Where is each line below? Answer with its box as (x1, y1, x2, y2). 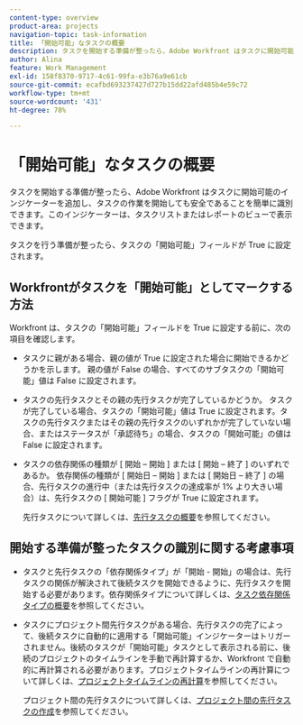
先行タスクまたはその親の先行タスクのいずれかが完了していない (46, 417, 284, 427)
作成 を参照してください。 (38, 705, 133, 717)
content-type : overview (9, 13, 99, 23)
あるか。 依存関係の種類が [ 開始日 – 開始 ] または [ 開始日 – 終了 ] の (22, 470, 277, 481)
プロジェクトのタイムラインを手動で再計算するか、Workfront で (38, 653, 275, 664)
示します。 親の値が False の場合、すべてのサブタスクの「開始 (46, 364, 277, 374)
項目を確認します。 (9, 334, 80, 344)
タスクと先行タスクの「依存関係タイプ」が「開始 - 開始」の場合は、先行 (22, 565, 292, 577)
